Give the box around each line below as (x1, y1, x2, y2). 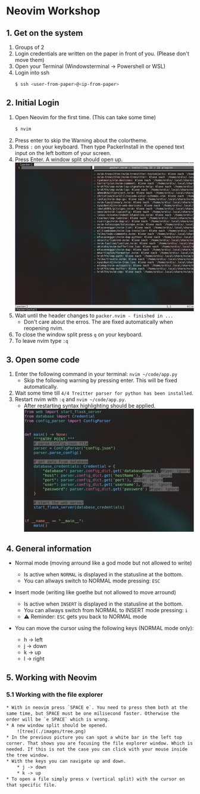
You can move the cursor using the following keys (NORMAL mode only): (14, 625, 194, 632)
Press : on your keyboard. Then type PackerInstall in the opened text (14, 143, 185, 150)
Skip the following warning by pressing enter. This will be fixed (23, 377, 177, 384)
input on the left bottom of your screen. (14, 149, 111, 156)
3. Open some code (6, 355, 80, 365)
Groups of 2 (14, 44, 45, 51)
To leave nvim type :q (14, 337, 68, 345)
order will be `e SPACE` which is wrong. (6, 717, 111, 722)
